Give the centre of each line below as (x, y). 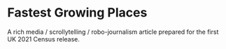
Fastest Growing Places (77, 13)
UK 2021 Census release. (44, 39)
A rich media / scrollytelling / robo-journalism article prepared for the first (113, 32)
